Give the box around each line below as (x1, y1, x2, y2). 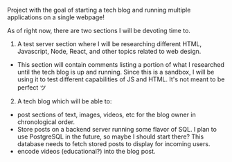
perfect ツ (17, 83, 46, 92)
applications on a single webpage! (7, 13, 105, 21)
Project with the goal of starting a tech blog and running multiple (7, 6, 191, 14)
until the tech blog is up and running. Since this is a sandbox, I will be (17, 68, 215, 76)
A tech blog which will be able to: (17, 97, 112, 105)
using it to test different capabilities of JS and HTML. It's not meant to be (17, 75, 225, 83)
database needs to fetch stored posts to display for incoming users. (17, 140, 211, 148)
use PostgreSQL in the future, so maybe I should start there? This (17, 132, 204, 141)
